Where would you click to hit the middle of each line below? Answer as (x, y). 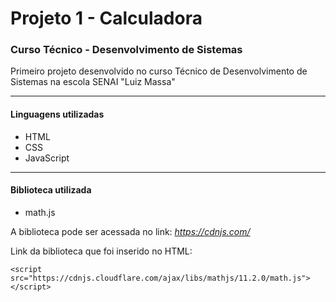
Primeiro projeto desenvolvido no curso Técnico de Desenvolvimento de (159, 71)
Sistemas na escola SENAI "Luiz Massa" (93, 82)
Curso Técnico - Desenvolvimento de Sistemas (126, 50)
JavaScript (47, 158)
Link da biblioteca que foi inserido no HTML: (101, 251)
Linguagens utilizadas (57, 114)
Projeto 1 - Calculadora (106, 18)
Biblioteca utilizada (51, 190)
